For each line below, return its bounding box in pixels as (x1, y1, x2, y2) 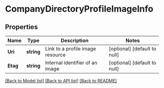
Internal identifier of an (45, 59, 98, 66)
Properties (5, 23, 38, 31)
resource (45, 52, 66, 58)
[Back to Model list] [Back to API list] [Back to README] (5, 78, 117, 84)
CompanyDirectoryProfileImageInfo (5, 3, 154, 15)
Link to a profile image (45, 45, 96, 52)
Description (61, 37, 89, 44)
